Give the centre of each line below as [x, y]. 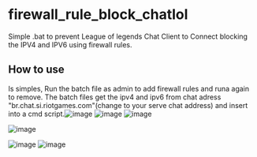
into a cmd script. [37, 114]
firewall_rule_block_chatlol [98, 15]
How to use [36, 70]
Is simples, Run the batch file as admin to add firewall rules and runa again [129, 88]
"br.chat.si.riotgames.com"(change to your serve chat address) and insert [128, 105]
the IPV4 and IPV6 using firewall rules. [70, 44]
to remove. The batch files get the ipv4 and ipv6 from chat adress [115, 97]
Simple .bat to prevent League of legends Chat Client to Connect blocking [128, 36]
